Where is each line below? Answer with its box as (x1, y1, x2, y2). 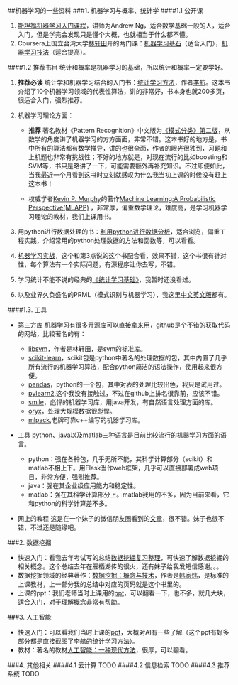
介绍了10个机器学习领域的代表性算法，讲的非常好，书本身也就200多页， (17, 87, 229, 95)
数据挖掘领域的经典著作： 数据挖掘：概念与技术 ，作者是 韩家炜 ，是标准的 (17, 571, 229, 579)
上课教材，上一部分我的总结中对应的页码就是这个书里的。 (17, 580, 186, 588)
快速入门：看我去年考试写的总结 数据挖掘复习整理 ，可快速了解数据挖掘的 (17, 554, 229, 561)
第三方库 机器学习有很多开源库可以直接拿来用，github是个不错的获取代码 (17, 320, 231, 329)
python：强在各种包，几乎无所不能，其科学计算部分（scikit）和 (28, 455, 213, 463)
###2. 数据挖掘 (7, 539, 52, 546)
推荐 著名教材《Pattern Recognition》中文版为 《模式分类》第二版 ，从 (28, 126, 231, 134)
